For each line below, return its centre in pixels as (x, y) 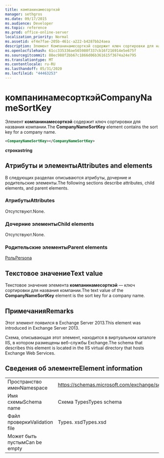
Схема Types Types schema (90, 402)
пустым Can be (25, 442)
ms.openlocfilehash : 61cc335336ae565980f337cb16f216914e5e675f (71, 50)
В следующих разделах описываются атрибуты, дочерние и (68, 177)
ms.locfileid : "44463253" (31, 73)
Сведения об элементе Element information (74, 369)
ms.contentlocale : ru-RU (30, 64)
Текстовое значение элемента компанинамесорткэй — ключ (70, 285)
